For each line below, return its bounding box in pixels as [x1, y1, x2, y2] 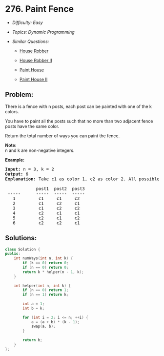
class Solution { [5, 247, 41, 252]
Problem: [5, 90, 34, 99]
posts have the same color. [5, 123, 60, 129]
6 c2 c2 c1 [13, 220, 80, 226]
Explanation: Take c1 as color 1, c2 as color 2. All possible [5, 176, 160, 182]
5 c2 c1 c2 [13, 215, 80, 221]
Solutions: [5, 234, 37, 242]
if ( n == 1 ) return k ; [22, 292, 69, 297]
